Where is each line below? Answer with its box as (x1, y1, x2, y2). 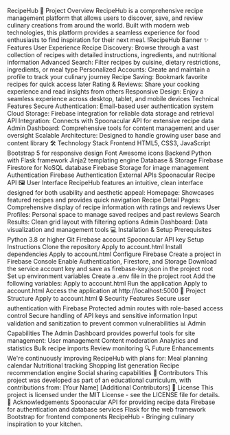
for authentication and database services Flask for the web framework (7, 405, 206, 413)
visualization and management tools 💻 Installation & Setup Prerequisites (7, 226, 211, 233)
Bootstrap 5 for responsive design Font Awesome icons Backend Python (7, 149, 211, 157)
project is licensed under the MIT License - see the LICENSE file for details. (7, 391, 220, 399)
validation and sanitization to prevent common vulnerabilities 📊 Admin (7, 319, 206, 327)
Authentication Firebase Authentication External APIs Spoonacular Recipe (7, 171, 216, 179)
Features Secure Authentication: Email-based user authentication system (7, 102, 214, 110)
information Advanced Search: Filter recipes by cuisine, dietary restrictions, (7, 59, 221, 66)
